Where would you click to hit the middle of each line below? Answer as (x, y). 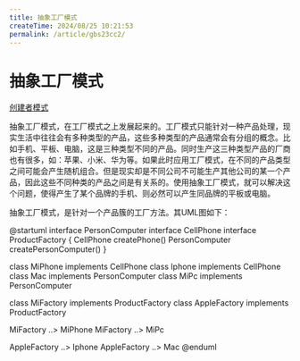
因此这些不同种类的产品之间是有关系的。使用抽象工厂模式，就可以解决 (154, 182)
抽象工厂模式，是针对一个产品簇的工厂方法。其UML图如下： (120, 213)
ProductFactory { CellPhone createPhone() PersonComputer (120, 240)
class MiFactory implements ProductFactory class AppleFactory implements (149, 303)
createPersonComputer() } (58, 249)
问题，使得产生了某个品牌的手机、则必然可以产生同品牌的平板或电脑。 (146, 194)
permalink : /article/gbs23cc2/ (67, 34)
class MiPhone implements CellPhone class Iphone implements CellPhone (145, 267)
